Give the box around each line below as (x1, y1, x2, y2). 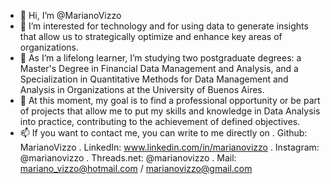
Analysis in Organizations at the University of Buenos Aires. (19, 84, 265, 95)
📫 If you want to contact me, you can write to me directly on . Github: (19, 127, 308, 139)
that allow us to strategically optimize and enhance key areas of (19, 31, 283, 42)
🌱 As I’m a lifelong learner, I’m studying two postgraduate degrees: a (19, 52, 302, 64)
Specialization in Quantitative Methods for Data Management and (19, 73, 289, 85)
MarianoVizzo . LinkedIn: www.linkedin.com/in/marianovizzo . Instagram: (19, 141, 320, 153)
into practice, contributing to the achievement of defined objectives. (19, 116, 301, 127)
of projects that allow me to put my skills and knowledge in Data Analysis (19, 105, 321, 117)
